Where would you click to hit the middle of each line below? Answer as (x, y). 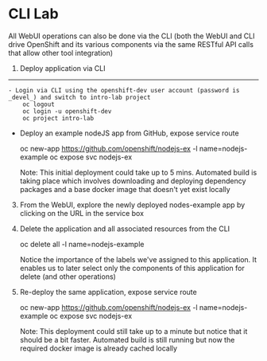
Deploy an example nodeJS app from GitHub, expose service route (130, 133)
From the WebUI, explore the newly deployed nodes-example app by (132, 205)
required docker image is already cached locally (98, 348)
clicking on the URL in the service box (82, 213)
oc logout (39, 104)
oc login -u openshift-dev (67, 111)
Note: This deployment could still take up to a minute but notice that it (133, 331)
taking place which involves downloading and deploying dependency (133, 181)
